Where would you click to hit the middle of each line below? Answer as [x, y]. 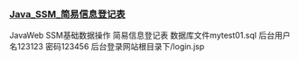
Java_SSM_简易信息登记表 [67, 13]
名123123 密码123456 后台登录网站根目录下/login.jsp [107, 47]
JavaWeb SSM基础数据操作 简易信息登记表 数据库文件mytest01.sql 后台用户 [150, 35]
